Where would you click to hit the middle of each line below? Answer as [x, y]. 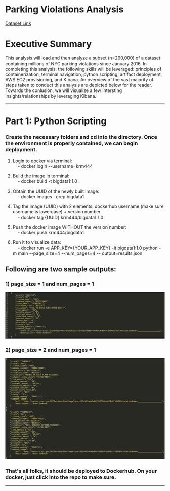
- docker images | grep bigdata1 [51, 197]
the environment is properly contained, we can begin [72, 143]
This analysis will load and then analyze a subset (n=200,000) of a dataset [83, 58]
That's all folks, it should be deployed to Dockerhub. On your [81, 471]
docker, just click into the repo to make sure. [61, 477]
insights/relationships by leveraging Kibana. [51, 96]
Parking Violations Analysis [65, 9]
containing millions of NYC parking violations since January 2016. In [76, 63]
